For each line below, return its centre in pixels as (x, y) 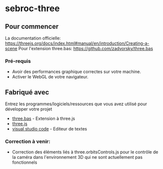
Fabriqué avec (27, 92)
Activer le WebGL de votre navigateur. (50, 77)
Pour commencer (32, 27)
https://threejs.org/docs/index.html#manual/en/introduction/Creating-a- (77, 43)
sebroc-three (32, 9)
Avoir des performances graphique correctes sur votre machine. (76, 72)
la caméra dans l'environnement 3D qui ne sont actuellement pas (77, 157)
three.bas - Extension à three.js (44, 119)
